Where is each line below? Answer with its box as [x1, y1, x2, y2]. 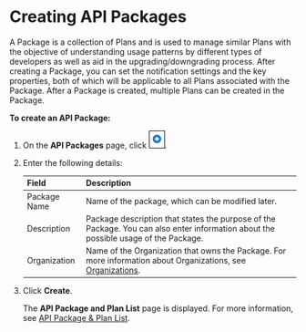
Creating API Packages [9, 6, 187, 27]
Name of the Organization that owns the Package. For [86, 245, 287, 256]
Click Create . [22, 285, 73, 296]
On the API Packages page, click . [22, 140, 168, 150]
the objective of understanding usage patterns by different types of [9, 46, 262, 57]
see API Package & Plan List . [22, 312, 130, 323]
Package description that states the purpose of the [86, 213, 276, 224]
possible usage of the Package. [86, 233, 204, 244]
